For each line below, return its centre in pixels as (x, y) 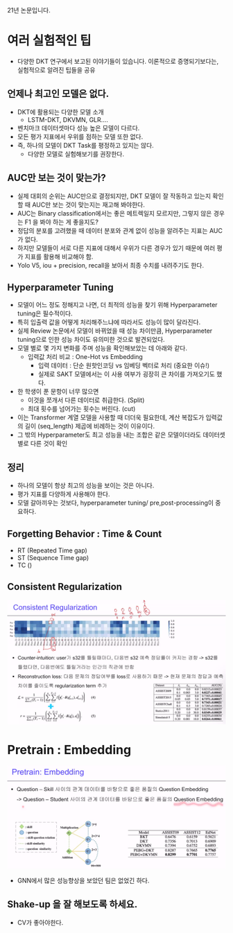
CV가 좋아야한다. (40, 922)
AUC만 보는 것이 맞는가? (57, 178)
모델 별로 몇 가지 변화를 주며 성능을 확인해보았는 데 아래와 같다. (102, 348)
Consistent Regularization (65, 587)
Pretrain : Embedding (69, 750)
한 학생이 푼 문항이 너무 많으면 (58, 392)
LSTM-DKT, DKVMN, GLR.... (68, 119)
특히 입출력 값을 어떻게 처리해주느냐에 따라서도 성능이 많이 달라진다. (109, 322)
